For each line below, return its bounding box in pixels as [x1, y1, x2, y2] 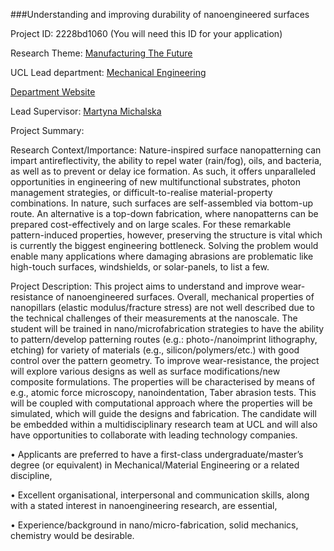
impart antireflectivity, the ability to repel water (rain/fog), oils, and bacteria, [10, 155, 322, 166]
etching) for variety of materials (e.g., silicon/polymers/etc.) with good [10, 344, 300, 356]
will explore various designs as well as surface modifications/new [10, 365, 281, 377]
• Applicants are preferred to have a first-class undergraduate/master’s [10, 449, 304, 460]
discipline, [10, 470, 53, 481]
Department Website [10, 86, 96, 98]
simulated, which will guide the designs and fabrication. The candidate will [10, 408, 317, 419]
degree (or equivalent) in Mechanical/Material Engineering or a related [10, 459, 300, 471]
